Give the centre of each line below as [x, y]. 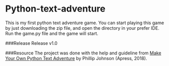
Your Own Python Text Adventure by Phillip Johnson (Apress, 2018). [76, 58]
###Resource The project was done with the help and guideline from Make [83, 53]
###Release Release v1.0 [31, 43]
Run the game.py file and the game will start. [52, 33]
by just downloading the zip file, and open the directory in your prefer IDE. [82, 28]
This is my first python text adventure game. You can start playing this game [85, 23]
